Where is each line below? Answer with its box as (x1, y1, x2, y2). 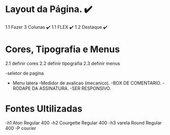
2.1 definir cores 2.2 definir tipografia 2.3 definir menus (5, 60, 120, 66)
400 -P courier (5, 125, 37, 131)
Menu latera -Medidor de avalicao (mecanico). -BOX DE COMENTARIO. (12, 80, 161, 86)
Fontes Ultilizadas (5, 103, 83, 115)
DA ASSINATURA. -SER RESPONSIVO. (32, 85, 112, 91)
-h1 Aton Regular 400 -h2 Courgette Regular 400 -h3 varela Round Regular (5, 119, 162, 126)
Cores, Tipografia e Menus (5, 43, 120, 55)
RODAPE (12, 85, 31, 91)
